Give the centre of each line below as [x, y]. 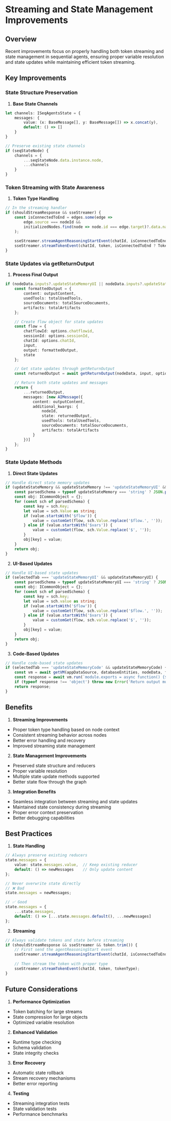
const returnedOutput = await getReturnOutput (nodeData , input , [84, 374]
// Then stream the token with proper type [61, 964]
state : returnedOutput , [67, 416]
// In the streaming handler [36, 208]
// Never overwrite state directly [43, 883]
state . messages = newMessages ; [38, 893]
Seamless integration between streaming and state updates [75, 801]
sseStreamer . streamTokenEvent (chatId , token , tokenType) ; [77, 969]
